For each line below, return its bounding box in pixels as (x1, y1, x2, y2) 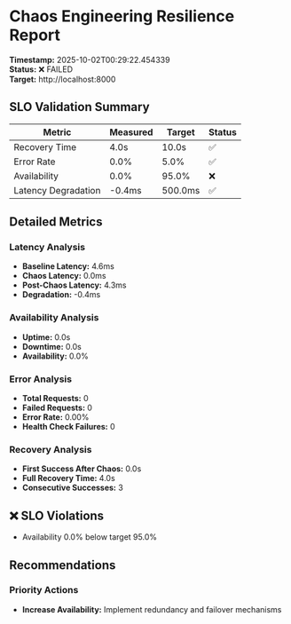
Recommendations (9, 557, 116, 573)
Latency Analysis (9, 241, 86, 254)
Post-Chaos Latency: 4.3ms (21, 280, 127, 290)
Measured (109, 126, 153, 138)
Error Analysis (9, 373, 73, 385)
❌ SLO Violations (9, 508, 105, 523)
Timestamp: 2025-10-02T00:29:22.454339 (9, 54, 170, 65)
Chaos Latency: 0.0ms (21, 271, 106, 281)
